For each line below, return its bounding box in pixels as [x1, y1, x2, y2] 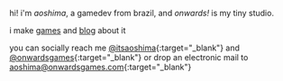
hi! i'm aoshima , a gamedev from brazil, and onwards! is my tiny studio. [9, 8, 275, 18]
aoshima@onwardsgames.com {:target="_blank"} [9, 62, 192, 72]
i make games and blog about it [9, 25, 126, 35]
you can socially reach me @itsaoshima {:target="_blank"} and [9, 42, 241, 53]
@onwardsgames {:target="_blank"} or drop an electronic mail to [9, 52, 249, 62]
